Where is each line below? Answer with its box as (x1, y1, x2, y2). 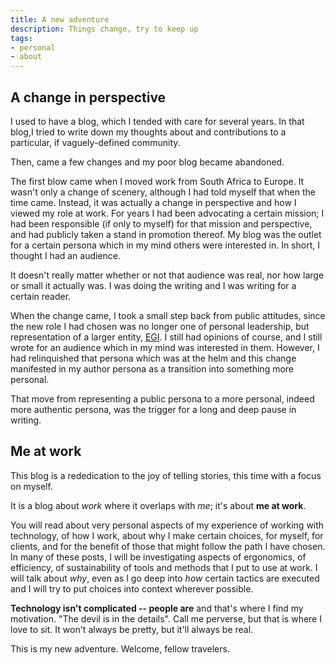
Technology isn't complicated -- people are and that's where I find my (10, 602, 304, 614)
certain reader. (10, 290, 72, 302)
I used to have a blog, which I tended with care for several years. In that (10, 115, 305, 127)
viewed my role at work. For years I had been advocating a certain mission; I (10, 207, 325, 219)
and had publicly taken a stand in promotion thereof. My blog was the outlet (10, 228, 322, 240)
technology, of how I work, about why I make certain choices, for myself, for (10, 529, 324, 541)
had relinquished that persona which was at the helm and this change (10, 352, 297, 364)
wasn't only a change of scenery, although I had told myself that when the (10, 186, 316, 198)
